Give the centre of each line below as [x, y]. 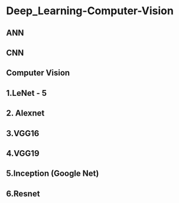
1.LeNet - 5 [27, 93]
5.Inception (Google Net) [53, 174]
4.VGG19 [23, 153]
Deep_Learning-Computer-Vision [90, 11]
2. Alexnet [25, 113]
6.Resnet [23, 194]
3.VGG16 [23, 133]
